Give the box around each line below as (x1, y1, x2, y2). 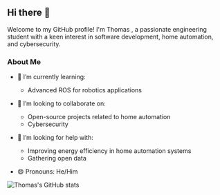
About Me (7, 57, 42, 66)
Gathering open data (27, 154, 86, 163)
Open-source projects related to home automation (27, 113, 171, 121)
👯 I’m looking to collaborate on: (17, 99, 106, 107)
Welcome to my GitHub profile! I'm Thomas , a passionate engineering (7, 25, 208, 33)
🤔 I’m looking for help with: (17, 134, 93, 142)
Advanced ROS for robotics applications (27, 86, 143, 94)
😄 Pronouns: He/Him (17, 167, 78, 176)
